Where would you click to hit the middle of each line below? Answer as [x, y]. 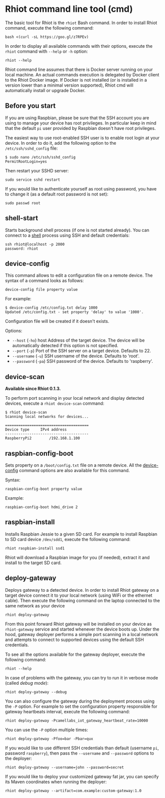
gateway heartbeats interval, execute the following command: [68, 711]
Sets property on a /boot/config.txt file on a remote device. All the [73, 465]
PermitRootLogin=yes [26, 161]
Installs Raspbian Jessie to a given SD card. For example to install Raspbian [81, 534]
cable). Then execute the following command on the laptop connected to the [82, 600]
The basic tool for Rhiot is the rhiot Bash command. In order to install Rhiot [81, 23]
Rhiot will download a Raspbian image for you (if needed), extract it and [77, 557]
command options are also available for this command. [74, 470]
